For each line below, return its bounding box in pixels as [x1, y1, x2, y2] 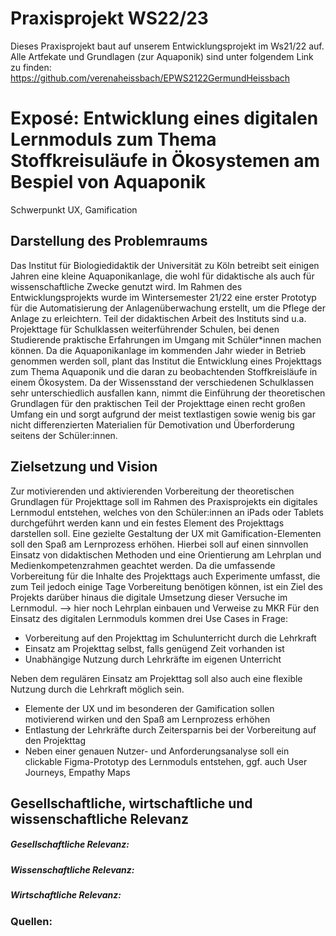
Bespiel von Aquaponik [10, 171, 207, 194]
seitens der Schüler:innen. [10, 429, 118, 441]
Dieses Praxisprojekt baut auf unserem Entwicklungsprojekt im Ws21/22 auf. [10, 40, 325, 52]
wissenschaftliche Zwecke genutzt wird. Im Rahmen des [10, 280, 243, 292]
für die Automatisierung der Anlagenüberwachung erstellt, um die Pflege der [10, 302, 326, 314]
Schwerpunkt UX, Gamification [10, 203, 138, 216]
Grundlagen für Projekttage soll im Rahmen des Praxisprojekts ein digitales [10, 495, 318, 507]
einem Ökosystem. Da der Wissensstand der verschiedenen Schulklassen [10, 376, 315, 388]
